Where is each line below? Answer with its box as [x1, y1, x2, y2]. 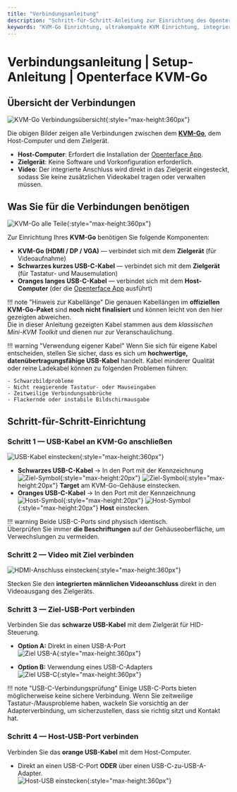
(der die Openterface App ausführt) [49, 284, 153, 293]
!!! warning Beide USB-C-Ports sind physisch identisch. [7, 517, 168, 525]
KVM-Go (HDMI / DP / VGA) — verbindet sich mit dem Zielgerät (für [17, 247, 217, 255]
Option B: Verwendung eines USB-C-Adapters [17, 663, 153, 671]
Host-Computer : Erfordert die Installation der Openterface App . [17, 150, 203, 159]
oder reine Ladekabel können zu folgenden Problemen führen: [7, 364, 188, 372]
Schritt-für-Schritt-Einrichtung [7, 415, 146, 427]
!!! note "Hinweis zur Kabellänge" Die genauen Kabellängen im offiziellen [7, 298, 220, 307]
